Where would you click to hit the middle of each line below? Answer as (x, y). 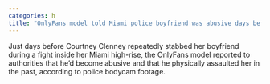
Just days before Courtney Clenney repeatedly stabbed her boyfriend (124, 46)
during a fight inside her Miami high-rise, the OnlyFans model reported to (129, 54)
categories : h (32, 16)
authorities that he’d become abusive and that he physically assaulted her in (134, 63)
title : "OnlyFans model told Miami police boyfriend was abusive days (129, 23)
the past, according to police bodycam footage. (87, 71)
